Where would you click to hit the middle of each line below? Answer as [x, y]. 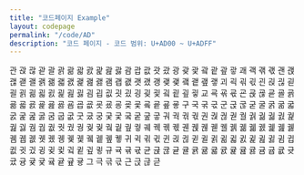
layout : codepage [42, 26]
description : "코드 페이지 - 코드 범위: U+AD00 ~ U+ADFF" [113, 43]
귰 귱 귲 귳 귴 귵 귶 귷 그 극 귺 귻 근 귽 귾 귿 [85, 161]
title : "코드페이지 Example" [60, 18]
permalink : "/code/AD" [52, 35]
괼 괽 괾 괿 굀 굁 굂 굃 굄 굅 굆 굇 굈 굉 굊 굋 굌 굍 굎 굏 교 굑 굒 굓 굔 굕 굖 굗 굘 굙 [152, 93]
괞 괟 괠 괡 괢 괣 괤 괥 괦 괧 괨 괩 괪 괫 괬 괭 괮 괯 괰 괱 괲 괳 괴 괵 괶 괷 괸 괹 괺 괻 [152, 82]
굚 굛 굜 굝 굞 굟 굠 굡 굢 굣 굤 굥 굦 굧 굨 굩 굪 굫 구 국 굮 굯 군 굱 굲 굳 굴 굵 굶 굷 [152, 105]
